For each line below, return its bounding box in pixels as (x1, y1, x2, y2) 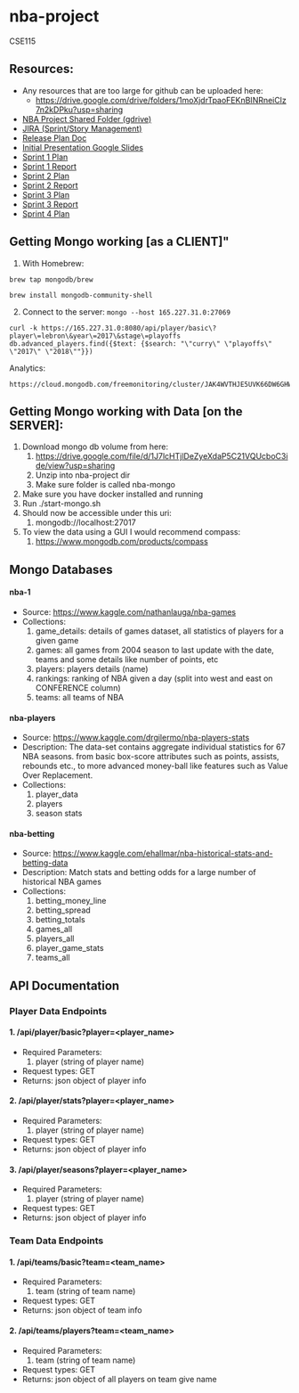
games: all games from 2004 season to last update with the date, (35, 644, 274, 655)
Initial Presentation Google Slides (21, 142, 144, 152)
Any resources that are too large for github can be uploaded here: (21, 85, 263, 95)
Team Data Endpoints (9, 1234, 104, 1247)
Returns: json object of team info (21, 1305, 142, 1315)
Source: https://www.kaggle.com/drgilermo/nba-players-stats (21, 733, 250, 743)
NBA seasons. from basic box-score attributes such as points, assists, (21, 751, 279, 762)
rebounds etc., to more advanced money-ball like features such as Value (21, 760, 288, 772)
